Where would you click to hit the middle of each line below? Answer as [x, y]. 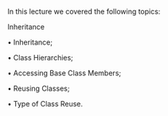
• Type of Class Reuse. [45, 104]
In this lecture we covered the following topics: [84, 12]
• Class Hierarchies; [40, 58]
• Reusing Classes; [39, 88]
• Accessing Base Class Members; [64, 73]
